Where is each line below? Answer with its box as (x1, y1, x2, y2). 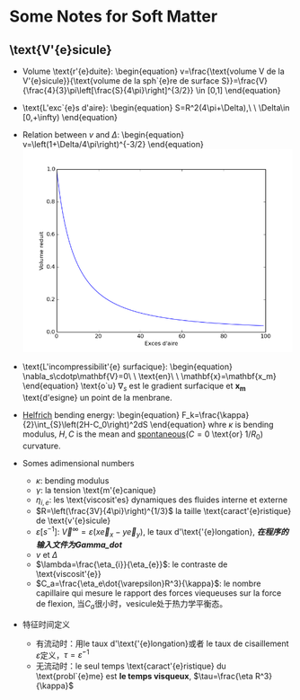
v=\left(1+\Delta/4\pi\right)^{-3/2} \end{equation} (22, 139, 204, 149)
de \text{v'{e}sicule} (35, 515, 111, 527)
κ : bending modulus (35, 474, 110, 486)
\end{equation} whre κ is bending (149, 419, 274, 430)
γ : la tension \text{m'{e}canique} (35, 484, 157, 495)
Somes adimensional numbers (22, 457, 135, 468)
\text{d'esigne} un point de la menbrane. (22, 392, 172, 403)
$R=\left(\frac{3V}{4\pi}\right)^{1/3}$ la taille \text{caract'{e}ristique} (35, 506, 292, 517)
